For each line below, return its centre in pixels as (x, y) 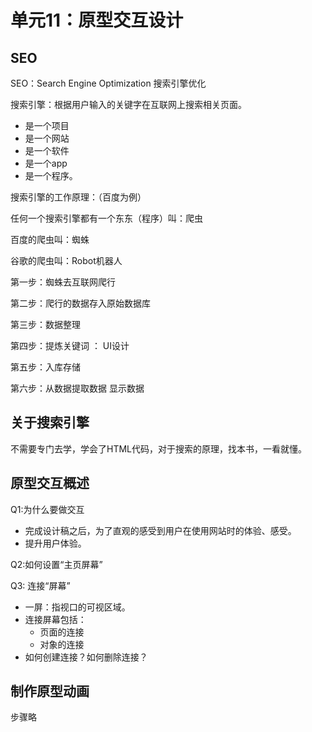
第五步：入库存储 (45, 367)
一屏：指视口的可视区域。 (77, 607)
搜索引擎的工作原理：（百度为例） (78, 197)
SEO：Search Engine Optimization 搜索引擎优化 (108, 83)
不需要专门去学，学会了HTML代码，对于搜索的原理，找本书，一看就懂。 (159, 448)
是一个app (46, 163)
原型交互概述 (50, 483)
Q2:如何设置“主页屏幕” (56, 564)
